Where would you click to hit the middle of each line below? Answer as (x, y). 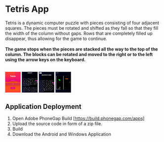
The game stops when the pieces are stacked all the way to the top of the (82, 49)
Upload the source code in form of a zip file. (57, 124)
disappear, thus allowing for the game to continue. (56, 39)
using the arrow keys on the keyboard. (45, 59)
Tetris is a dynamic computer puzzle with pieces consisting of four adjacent (82, 23)
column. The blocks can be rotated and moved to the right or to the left (79, 54)
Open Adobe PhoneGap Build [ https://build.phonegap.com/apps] (78, 118)
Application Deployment (43, 107)
